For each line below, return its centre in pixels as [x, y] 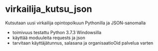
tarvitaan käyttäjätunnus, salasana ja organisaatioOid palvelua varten [83, 43]
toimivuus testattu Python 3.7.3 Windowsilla [57, 32]
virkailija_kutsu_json [49, 9]
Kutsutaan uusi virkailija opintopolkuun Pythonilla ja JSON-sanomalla [76, 23]
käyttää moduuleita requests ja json [49, 38]
